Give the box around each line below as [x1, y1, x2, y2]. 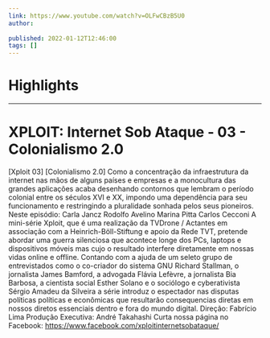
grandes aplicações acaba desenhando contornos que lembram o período [8, 184, 255, 193]
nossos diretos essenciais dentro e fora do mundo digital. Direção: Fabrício [8, 303, 257, 313]
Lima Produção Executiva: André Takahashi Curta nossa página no [8, 312, 229, 322]
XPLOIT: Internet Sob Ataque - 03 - [8, 123, 247, 142]
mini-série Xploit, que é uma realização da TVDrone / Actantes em [8, 218, 228, 228]
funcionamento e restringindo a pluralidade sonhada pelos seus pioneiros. [8, 201, 255, 210]
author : [8, 19, 35, 27]
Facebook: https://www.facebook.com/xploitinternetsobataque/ [8, 321, 219, 330]
